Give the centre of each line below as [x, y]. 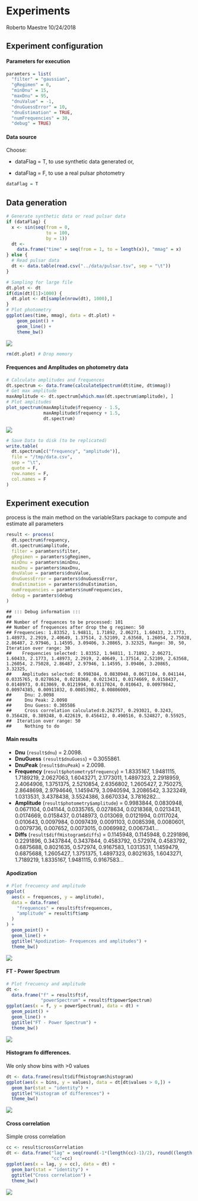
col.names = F [29, 479]
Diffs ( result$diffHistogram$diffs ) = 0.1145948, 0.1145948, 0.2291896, [102, 834]
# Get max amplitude [32, 391]
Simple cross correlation [36, 1137]
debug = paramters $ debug [42, 595]
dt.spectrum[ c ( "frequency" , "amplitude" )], [66, 452]
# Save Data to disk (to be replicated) [57, 440]
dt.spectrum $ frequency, [41, 540]
